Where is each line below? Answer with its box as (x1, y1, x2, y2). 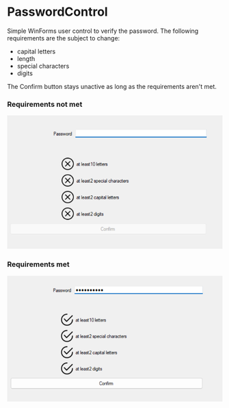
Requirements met (7, 259, 70, 269)
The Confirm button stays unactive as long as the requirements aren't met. (7, 82, 217, 90)
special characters (16, 62, 70, 70)
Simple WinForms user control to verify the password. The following (7, 27, 199, 35)
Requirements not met (7, 99, 83, 109)
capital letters (16, 47, 56, 55)
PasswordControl (7, 4, 108, 20)
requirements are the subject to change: (7, 34, 120, 42)
